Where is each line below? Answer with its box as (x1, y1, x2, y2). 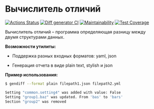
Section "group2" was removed (5, 99, 67, 104)
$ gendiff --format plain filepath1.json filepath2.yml (5, 81, 121, 86)
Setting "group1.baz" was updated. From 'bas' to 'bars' (5, 94, 123, 99)
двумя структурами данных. (5, 34, 65, 40)
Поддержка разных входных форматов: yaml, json (12, 53, 117, 59)
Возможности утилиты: (5, 43, 56, 49)
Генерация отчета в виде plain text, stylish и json (12, 62, 113, 68)
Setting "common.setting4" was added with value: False (5, 90, 121, 95)
